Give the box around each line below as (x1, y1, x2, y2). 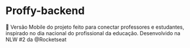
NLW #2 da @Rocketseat (5, 36, 67, 43)
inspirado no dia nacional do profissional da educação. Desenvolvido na (5, 29, 181, 36)
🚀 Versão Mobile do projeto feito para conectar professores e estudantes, (5, 23, 184, 30)
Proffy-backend (5, 4, 85, 18)
